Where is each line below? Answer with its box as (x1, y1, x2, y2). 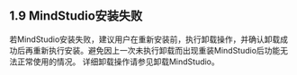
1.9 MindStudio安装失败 (9, 8, 143, 24)
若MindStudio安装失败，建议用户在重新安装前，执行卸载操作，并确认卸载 (9, 34, 281, 45)
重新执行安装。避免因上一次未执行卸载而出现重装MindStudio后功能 (32, 45, 281, 55)
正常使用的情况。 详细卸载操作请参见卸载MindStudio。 (16, 56, 220, 67)
